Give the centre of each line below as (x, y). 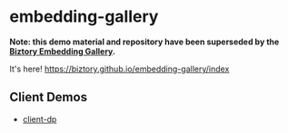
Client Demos (49, 97)
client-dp (40, 119)
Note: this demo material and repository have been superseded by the (144, 42)
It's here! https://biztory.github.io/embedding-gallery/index (119, 69)
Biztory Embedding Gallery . (63, 51)
